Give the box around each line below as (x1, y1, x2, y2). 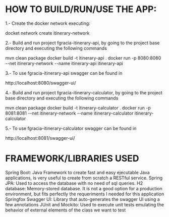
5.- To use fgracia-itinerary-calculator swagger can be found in (5, 125, 137, 131)
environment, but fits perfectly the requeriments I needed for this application (5, 191, 164, 197)
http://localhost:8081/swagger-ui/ (5, 135, 75, 141)
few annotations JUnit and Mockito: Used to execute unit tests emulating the (5, 201, 164, 207)
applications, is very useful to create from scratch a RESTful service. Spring (5, 175, 163, 181)
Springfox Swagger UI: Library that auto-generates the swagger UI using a (5, 196, 160, 202)
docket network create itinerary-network (5, 30, 90, 36)
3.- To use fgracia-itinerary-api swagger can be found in (5, 70, 123, 76)
